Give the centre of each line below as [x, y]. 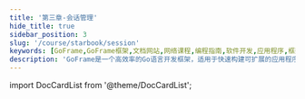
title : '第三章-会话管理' [54, 18]
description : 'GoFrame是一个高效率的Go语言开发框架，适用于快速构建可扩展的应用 [148, 59]
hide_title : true [42, 26]
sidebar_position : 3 [49, 34]
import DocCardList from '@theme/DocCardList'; [101, 85]
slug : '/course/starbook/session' [75, 43]
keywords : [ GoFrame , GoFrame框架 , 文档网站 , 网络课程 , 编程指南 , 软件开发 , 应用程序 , [149, 51]
